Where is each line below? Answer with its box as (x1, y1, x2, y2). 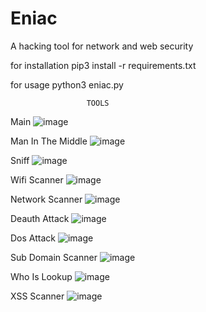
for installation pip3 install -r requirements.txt (10, 59, 197, 71)
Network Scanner (10, 193, 83, 205)
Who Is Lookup (10, 270, 73, 282)
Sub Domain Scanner (10, 251, 98, 263)
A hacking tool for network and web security (10, 40, 194, 52)
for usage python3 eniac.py (10, 78, 124, 91)
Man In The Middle (10, 135, 88, 147)
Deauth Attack (10, 212, 70, 224)
